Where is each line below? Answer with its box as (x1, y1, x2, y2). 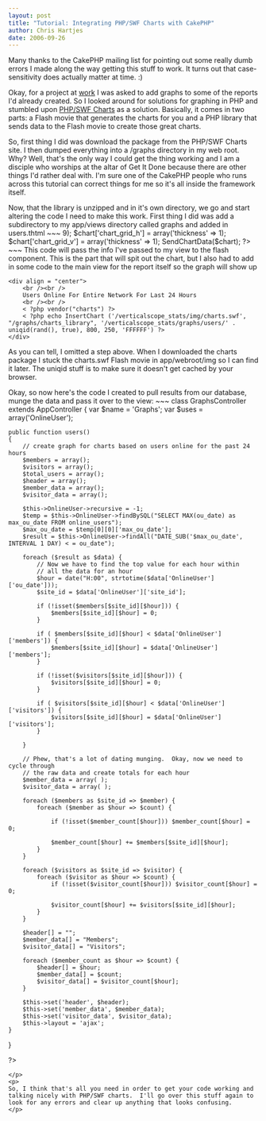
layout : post (8, 11, 52, 20)
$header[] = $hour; (37, 964, 102, 972)
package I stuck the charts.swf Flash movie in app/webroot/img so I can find (8, 355, 259, 365)
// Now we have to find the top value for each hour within (37, 561, 240, 569)
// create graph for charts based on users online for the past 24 (22, 443, 250, 450)
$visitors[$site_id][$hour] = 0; (50, 678, 161, 687)
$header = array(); (22, 477, 87, 485)
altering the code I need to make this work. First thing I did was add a (8, 211, 234, 221)
